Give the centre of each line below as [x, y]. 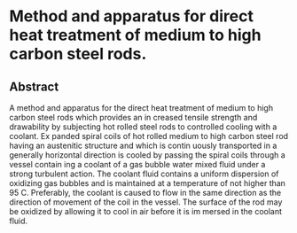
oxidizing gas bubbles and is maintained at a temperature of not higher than [148, 183]
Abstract [34, 86]
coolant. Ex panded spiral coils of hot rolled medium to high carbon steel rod [149, 136]
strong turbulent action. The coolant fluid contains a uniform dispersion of [144, 174]
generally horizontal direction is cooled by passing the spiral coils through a [147, 155]
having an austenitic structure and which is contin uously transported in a [143, 145]
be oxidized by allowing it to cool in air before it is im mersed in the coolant [145, 211]
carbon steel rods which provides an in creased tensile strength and [133, 117]
